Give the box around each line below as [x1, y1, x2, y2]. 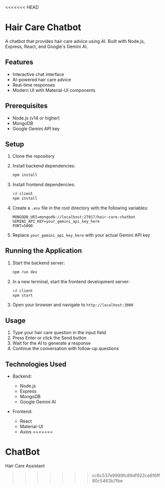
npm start [12, 293, 33, 298]
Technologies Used [5, 360, 66, 369]
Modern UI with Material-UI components [12, 87, 96, 93]
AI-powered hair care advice [12, 76, 71, 82]
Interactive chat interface [12, 71, 64, 77]
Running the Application [5, 247, 82, 255]
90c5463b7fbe [92, 478, 123, 484]
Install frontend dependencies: [12, 182, 76, 188]
